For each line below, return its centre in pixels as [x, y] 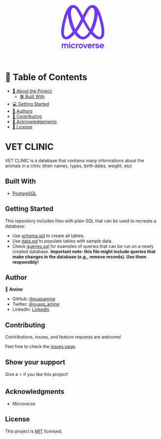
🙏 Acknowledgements [34, 121]
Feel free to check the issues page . [41, 346]
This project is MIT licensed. [34, 431]
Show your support [35, 362]
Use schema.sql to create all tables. [48, 236]
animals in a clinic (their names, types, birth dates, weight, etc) [68, 166]
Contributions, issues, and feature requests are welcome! [63, 337]
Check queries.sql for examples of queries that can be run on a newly [83, 246]
